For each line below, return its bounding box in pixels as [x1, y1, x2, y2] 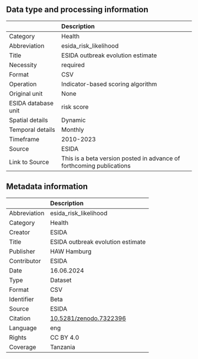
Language [9, 324, 37, 332]
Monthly [61, 125, 84, 134]
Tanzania [49, 343, 75, 351]
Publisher [9, 247, 35, 255]
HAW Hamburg [49, 247, 92, 255]
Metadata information [6, 182, 88, 192]
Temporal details [9, 125, 55, 134]
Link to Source [9, 158, 49, 166]
